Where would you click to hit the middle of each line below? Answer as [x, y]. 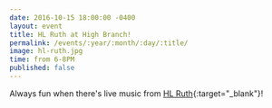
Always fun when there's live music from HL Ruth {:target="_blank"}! [136, 93]
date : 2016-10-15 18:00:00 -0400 [73, 18]
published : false [42, 68]
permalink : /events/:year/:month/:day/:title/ [99, 43]
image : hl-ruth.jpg [46, 51]
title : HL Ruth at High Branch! [70, 34]
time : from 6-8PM [42, 59]
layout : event [36, 26]
